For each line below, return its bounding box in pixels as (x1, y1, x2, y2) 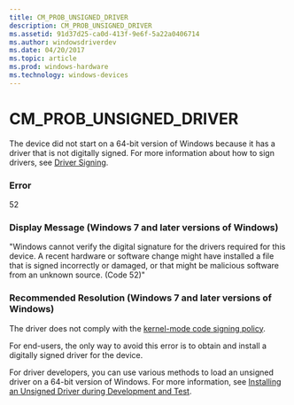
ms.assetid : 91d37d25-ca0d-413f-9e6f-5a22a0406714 (9, 29, 200, 38)
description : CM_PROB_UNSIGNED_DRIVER (9, 21, 152, 30)
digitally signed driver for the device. (9, 349, 143, 360)
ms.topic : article (9, 54, 77, 63)
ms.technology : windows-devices (9, 71, 128, 80)
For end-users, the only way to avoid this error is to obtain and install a (9, 340, 267, 351)
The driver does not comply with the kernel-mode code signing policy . (9, 323, 266, 333)
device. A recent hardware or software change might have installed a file (9, 251, 275, 261)
